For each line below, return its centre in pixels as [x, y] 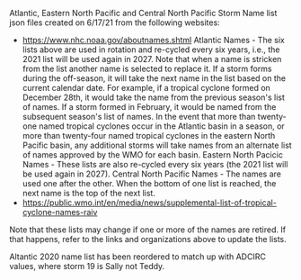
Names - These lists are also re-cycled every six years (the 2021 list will [155, 164]
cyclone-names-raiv [60, 212]
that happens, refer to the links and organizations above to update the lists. [148, 239]
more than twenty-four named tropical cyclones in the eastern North [149, 135]
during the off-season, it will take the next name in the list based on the [154, 78]
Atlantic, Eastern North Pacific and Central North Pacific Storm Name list [143, 13]
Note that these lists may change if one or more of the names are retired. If [147, 230]
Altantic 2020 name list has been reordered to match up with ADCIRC [138, 257]
